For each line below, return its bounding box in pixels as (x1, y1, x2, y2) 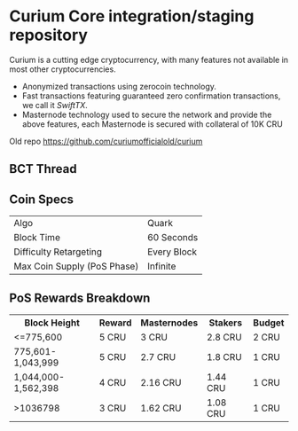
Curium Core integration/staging (9, 6, 255, 27)
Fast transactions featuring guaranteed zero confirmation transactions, (21, 90, 281, 101)
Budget (252, 317, 285, 329)
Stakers (208, 317, 242, 329)
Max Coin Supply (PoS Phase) (13, 260, 139, 272)
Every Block (147, 246, 198, 258)
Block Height (24, 317, 80, 329)
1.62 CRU (140, 402, 182, 414)
